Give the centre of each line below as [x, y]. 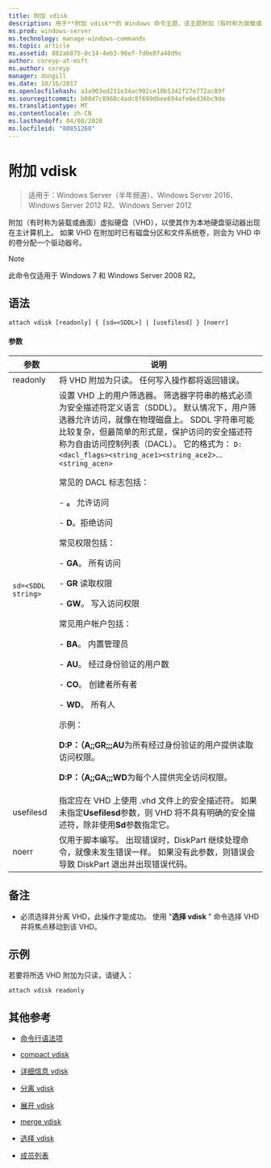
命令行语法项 [41, 1039]
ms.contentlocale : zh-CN [50, 114]
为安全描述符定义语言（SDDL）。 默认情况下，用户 [154, 407]
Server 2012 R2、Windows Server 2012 [126, 205]
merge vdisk [41, 1122]
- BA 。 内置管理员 [94, 643]
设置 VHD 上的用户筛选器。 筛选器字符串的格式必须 [156, 395]
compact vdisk [45, 1055]
